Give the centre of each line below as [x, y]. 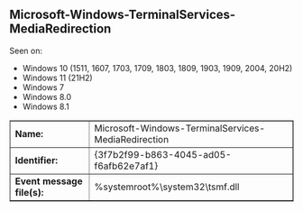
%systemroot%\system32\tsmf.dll [167, 187]
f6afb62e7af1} [126, 166]
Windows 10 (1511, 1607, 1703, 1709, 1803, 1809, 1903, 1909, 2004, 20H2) [157, 68]
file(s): [29, 192]
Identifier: [37, 160]
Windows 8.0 [47, 96]
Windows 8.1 [46, 106]
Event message [49, 181]
